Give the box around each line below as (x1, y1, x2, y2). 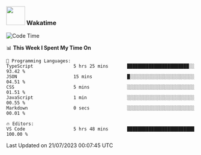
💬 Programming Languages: (6, 58, 71, 64)
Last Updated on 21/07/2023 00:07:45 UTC (6, 142, 113, 149)
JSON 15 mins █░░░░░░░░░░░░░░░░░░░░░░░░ (6, 74, 195, 80)
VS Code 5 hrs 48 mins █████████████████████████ (6, 126, 195, 132)
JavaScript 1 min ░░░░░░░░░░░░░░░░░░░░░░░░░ (6, 95, 195, 101)
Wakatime (26, 19, 57, 27)
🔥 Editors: (6, 121, 34, 127)
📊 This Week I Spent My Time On (6, 44, 91, 51)
